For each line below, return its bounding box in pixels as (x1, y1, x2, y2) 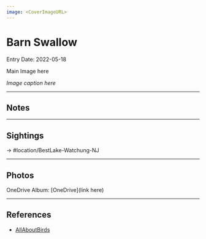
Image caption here (6, 79, 56, 86)
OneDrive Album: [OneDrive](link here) (6, 186, 104, 193)
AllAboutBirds (15, 226, 50, 233)
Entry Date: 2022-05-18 (6, 56, 66, 63)
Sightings (6, 130, 44, 141)
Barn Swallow (6, 35, 78, 49)
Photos (6, 170, 34, 180)
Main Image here (6, 67, 49, 75)
